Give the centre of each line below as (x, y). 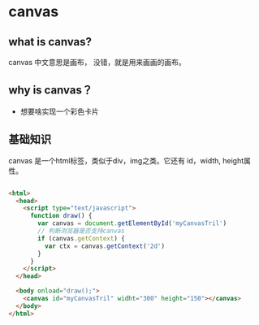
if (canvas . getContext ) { (82, 238)
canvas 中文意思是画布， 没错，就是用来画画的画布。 (97, 62)
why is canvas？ (51, 91)
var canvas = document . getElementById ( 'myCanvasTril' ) (132, 223)
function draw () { (61, 216)
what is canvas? (50, 42)
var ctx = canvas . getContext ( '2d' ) (104, 246)
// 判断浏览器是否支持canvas (81, 231)
